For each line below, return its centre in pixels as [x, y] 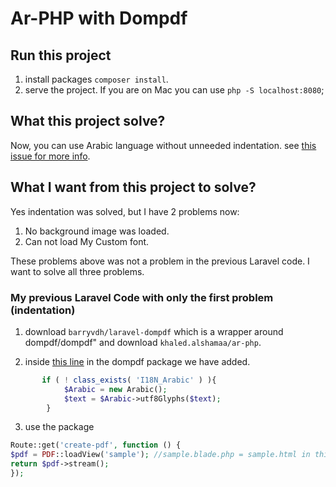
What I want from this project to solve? [133, 187]
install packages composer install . [96, 79]
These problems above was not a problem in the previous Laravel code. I [160, 261]
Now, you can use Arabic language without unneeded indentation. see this [163, 145]
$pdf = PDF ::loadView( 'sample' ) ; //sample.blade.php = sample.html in [160, 455]
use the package [59, 427]
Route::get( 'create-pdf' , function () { [96, 445]
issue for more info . [50, 156]
